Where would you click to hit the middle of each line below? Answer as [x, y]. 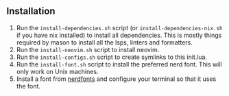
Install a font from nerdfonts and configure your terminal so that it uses [116, 79]
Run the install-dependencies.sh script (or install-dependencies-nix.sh [119, 27]
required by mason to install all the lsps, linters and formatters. [105, 42]
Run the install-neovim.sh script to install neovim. [88, 49]
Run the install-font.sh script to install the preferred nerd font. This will [119, 64]
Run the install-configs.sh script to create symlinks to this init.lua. [112, 57]
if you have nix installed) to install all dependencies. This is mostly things [119, 35]
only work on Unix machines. [57, 71]
